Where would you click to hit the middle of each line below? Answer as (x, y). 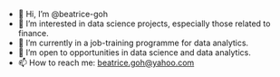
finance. (33, 33)
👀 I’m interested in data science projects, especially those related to (144, 24)
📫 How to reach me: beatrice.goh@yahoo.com (106, 63)
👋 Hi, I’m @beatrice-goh (63, 14)
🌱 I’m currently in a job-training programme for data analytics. (133, 43)
